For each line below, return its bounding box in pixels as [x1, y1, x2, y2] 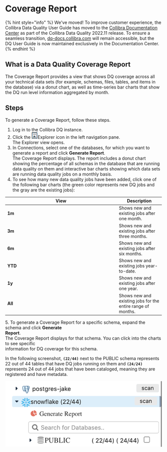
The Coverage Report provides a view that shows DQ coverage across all [5, 73, 155, 80]
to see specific [5, 341, 36, 347]
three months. [119, 233, 148, 239]
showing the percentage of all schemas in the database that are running [12, 160, 160, 167]
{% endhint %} [5, 46, 36, 52]
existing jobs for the [119, 298, 160, 304]
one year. [119, 285, 138, 291]
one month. [119, 216, 143, 222]
